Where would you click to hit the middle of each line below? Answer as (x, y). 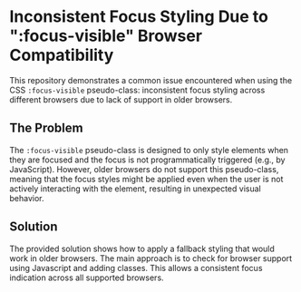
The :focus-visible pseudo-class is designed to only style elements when (149, 150)
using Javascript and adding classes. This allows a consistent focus (136, 268)
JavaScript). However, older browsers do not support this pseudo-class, (144, 169)
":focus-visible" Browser (106, 36)
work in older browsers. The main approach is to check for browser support (151, 258)
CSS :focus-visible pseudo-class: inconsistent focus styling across (137, 90)
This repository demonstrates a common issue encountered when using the (151, 80)
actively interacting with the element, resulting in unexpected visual (135, 189)
